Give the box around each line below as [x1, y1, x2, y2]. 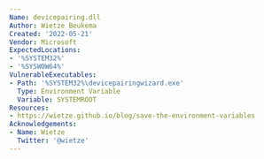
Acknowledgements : [9, 120, 77, 129]
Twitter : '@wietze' [17, 136, 89, 145]
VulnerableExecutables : [9, 71, 97, 79]
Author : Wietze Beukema [9, 21, 97, 30]
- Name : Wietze [9, 128, 66, 137]
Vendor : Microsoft [9, 37, 77, 47]
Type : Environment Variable [17, 87, 121, 95]
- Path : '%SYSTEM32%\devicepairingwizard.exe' [9, 79, 184, 87]
